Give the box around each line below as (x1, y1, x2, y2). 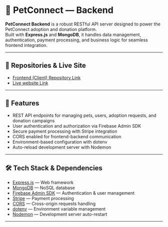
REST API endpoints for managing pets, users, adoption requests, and (12, 112, 156, 118)
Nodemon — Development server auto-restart (12, 212, 107, 218)
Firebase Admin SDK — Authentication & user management (12, 190, 135, 196)
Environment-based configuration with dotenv (12, 139, 107, 145)
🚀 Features (5, 99, 39, 108)
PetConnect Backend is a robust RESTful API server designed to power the (5, 21, 161, 27)
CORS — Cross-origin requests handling (12, 201, 96, 207)
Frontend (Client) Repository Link (12, 74, 81, 80)
